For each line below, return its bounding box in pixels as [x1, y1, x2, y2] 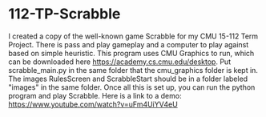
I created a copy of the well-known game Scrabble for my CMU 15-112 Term [8, 31, 259, 41]
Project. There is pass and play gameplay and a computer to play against [8, 39, 249, 49]
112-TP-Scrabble [8, 5, 121, 23]
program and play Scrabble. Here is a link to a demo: [8, 91, 182, 100]
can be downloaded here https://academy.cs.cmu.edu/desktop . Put [8, 57, 231, 67]
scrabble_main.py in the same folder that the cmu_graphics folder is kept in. [8, 65, 259, 75]
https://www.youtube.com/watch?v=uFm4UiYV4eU [8, 99, 178, 109]
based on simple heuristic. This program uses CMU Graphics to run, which [8, 48, 255, 58]
